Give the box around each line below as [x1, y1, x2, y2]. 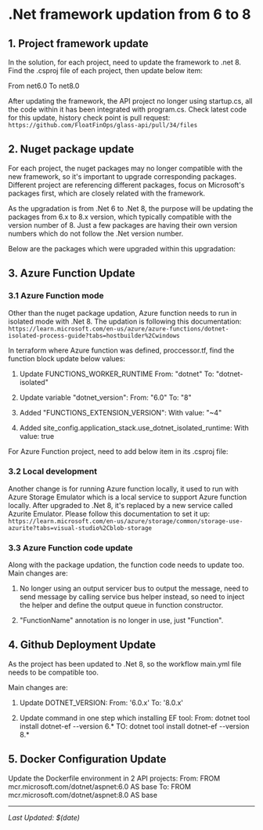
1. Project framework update [8, 37, 149, 50]
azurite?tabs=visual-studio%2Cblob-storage [8, 524, 153, 532]
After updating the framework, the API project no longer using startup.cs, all [8, 97, 253, 105]
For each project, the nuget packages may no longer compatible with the [8, 163, 243, 173]
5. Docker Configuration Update [8, 752, 167, 766]
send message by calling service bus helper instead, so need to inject [19, 592, 245, 601]
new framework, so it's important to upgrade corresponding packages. [8, 171, 237, 181]
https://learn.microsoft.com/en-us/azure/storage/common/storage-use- [8, 517, 243, 525]
